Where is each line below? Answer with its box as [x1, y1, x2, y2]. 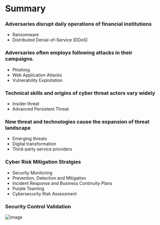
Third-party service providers [12, 146, 73, 152]
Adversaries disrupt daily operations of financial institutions [5, 21, 152, 28]
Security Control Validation [5, 203, 71, 210]
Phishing [12, 67, 30, 73]
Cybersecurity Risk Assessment [12, 190, 77, 196]
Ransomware [12, 32, 39, 37]
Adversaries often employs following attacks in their [5, 49, 133, 56]
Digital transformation [12, 141, 56, 147]
